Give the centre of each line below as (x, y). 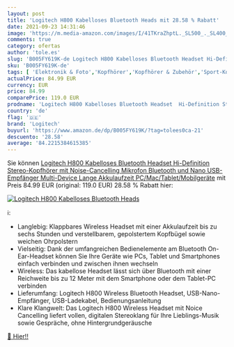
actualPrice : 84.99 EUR (42, 78)
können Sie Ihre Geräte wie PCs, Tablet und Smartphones (138, 256)
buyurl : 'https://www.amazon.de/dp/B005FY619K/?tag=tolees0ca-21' (106, 130)
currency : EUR (28, 85)
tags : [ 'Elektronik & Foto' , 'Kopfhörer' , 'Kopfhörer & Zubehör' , (104, 72)
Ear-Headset (36, 256)
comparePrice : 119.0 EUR (43, 98)
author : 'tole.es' (34, 53)
